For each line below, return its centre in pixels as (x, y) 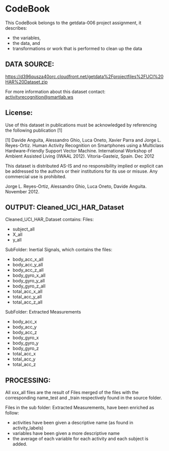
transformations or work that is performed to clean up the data (77, 48)
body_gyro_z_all (29, 286)
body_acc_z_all (28, 270)
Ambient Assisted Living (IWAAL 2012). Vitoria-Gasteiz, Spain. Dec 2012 (80, 156)
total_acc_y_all (27, 297)
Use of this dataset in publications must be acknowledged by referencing (81, 125)
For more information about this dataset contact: (55, 92)
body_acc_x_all (28, 259)
